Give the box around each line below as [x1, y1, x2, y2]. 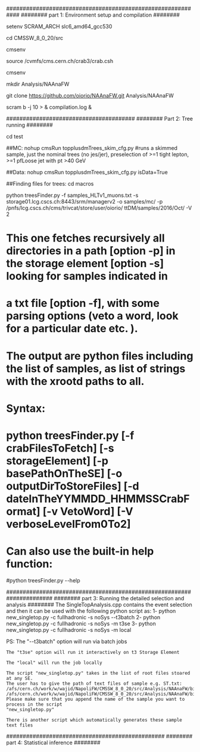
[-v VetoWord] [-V [42, 505, 133, 518]
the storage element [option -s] [6, 257, 164, 270]
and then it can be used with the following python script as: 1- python [6, 607, 176, 615]
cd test [6, 133, 24, 140]
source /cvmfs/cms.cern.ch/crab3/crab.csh [6, 58, 114, 64]
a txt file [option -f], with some [6, 297, 160, 310]
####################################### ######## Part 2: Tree [6, 115, 193, 122]
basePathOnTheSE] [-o [6, 466, 123, 480]
